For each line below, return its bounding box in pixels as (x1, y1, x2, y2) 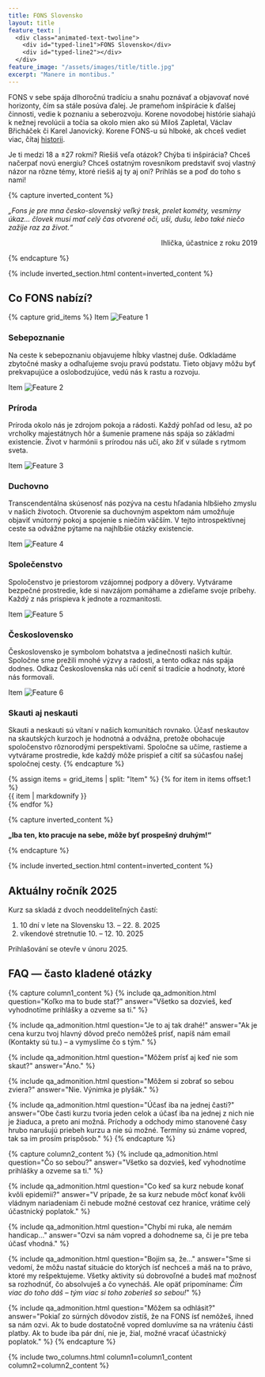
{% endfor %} (8, 799, 54, 809)
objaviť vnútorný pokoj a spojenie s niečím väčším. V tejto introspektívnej (8, 516, 246, 525)
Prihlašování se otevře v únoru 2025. (8, 944, 128, 954)
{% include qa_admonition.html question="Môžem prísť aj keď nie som (8, 1052, 239, 1062)
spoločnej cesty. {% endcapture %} (8, 759, 125, 769)
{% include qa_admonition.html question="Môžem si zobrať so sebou (8, 1076, 234, 1085)
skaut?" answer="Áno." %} (8, 1061, 96, 1070)
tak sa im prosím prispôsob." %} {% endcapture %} (8, 1134, 176, 1143)
